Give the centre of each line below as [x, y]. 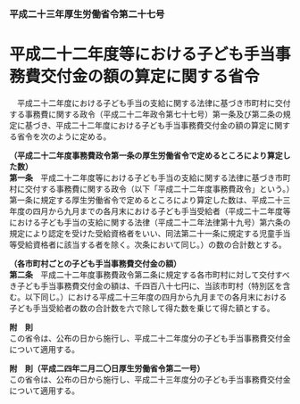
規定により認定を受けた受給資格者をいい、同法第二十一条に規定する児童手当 [150, 233]
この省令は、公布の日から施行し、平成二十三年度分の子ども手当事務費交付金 [150, 379]
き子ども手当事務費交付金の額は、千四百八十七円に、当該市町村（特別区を [146, 285]
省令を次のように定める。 [64, 136]
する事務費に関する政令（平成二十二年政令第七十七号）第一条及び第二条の [146, 114]
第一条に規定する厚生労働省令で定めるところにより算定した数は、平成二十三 [150, 200]
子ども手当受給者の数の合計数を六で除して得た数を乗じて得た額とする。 [142, 308]
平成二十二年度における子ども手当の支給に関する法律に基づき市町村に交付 [154, 103]
